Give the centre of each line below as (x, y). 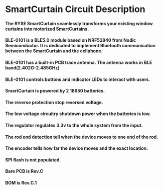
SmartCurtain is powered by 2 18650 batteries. (55, 91)
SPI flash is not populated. (33, 160)
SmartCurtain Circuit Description (75, 9)
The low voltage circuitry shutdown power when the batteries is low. (78, 114)
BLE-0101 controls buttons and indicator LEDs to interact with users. (78, 79)
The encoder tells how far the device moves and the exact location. (77, 148)
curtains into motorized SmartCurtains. (47, 29)
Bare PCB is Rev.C (24, 171)
